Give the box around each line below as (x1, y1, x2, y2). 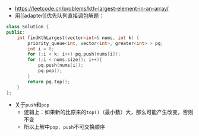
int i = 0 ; (27, 46, 55, 52)
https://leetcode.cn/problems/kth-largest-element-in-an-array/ (14, 5, 169, 12)
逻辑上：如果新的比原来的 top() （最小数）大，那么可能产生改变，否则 (23, 109, 194, 116)
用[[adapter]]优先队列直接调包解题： (14, 12, 104, 19)
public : (6, 29, 26, 35)
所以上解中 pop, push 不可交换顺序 (23, 124, 106, 131)
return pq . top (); (27, 79, 70, 85)
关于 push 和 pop (14, 101, 49, 108)
